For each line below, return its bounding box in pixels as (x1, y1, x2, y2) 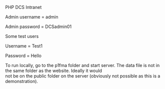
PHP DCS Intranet (5, 4, 42, 10)
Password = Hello (5, 52, 41, 58)
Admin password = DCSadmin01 (5, 23, 71, 29)
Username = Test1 (5, 43, 42, 49)
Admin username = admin (5, 14, 58, 19)
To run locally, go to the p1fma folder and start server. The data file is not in (5, 62, 160, 68)
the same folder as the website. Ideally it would (5, 67, 102, 73)
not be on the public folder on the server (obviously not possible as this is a (5, 73, 160, 79)
